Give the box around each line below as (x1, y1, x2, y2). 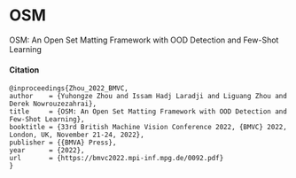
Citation (9, 64, 40, 75)
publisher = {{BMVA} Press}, (9, 138, 117, 147)
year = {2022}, (9, 146, 86, 155)
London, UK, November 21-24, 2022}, (9, 130, 144, 140)
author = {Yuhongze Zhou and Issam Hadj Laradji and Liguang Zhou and (9, 92, 288, 101)
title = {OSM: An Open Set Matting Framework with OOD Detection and (9, 107, 288, 116)
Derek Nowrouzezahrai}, (9, 99, 97, 109)
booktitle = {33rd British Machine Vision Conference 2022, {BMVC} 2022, (9, 123, 288, 132)
